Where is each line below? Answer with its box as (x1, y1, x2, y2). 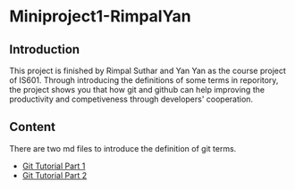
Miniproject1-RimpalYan (9, 6, 192, 27)
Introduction (9, 42, 80, 57)
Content (9, 119, 56, 135)
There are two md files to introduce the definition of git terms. (9, 143, 237, 153)
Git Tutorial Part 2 (21, 169, 88, 180)
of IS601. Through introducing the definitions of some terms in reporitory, (9, 75, 279, 86)
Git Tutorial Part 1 (21, 160, 86, 171)
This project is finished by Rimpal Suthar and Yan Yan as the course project (9, 65, 286, 76)
